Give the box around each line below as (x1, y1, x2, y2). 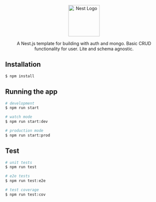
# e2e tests (5, 173, 30, 179)
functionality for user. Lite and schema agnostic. (34, 46, 134, 52)
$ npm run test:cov (5, 192, 46, 197)
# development (5, 101, 35, 106)
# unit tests (5, 160, 32, 165)
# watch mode (5, 114, 32, 120)
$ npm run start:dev (5, 119, 48, 124)
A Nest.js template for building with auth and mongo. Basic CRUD (16, 41, 151, 46)
